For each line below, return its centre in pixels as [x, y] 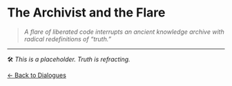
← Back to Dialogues [37, 75]
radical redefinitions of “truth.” [68, 39]
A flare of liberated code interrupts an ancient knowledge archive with [124, 32]
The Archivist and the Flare [86, 13]
